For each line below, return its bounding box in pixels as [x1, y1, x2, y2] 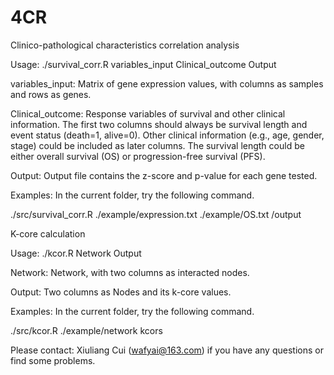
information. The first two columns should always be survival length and [10, 118, 308, 130]
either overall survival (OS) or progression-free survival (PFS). [10, 150, 266, 162]
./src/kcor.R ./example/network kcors [10, 324, 163, 336]
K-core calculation [10, 227, 86, 240]
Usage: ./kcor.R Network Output [10, 247, 142, 259]
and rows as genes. [10, 88, 92, 100]
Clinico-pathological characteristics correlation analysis [10, 39, 240, 51]
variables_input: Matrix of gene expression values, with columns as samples [10, 77, 324, 90]
